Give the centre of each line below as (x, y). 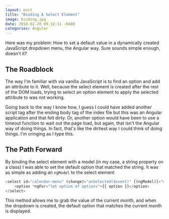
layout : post (19, 10)
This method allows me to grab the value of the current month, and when (81, 200)
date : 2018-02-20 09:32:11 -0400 (40, 24)
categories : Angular (27, 29)
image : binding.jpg (26, 19)
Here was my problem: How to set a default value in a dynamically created (82, 43)
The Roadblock (29, 69)
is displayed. (18, 211)
